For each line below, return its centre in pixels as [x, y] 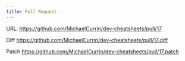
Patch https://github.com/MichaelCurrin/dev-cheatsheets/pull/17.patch [93, 52]
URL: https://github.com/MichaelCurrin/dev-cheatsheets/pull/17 [84, 28]
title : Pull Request [32, 12]
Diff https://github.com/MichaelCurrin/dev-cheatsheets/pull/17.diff [87, 40]
